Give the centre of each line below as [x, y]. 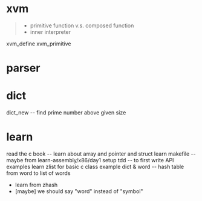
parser [23, 68]
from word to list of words [38, 173]
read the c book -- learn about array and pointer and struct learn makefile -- [101, 154]
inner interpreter [50, 31]
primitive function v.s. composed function [82, 25]
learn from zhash [36, 185]
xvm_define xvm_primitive [39, 44]
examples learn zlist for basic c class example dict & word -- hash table [95, 166]
